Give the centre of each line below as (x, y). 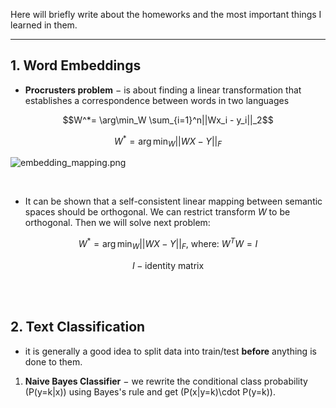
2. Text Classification (78, 327)
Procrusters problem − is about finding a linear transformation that (163, 90)
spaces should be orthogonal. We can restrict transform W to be (157, 212)
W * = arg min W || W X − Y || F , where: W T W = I (168, 244)
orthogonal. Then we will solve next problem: (117, 223)
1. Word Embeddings (76, 65)
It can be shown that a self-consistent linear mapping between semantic (173, 201)
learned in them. (44, 25)
